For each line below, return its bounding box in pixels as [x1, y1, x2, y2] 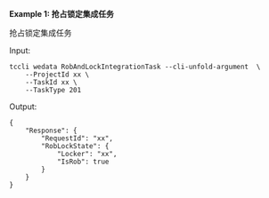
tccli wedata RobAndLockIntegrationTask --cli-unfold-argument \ [9, 62, 261, 71]
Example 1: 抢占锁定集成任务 [9, 9, 114, 19]
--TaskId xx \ [25, 78, 77, 87]
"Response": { [25, 126, 77, 135]
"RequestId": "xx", [41, 134, 114, 143]
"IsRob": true [56, 157, 110, 166]
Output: [9, 101, 37, 112]
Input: [9, 45, 31, 56]
